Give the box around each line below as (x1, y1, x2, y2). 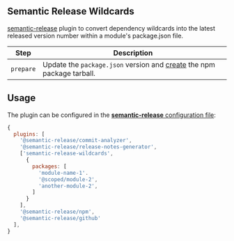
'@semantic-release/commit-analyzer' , (19, 137, 132, 144)
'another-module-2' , (38, 182, 98, 189)
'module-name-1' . (38, 169, 89, 176)
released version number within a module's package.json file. (7, 31, 183, 40)
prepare (10, 65, 36, 72)
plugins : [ (13, 130, 45, 138)
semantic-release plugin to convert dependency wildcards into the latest (7, 24, 216, 32)
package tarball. (42, 68, 96, 78)
